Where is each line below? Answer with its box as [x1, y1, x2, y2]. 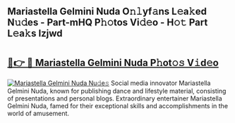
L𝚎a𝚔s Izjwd [7, 27, 63, 39]
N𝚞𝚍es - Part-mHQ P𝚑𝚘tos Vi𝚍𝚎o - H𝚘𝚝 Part [7, 17, 208, 29]
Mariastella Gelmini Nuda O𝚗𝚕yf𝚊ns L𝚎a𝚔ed [7, 6, 207, 18]
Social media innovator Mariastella [110, 79, 211, 87]
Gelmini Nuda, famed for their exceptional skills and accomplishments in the [7, 102, 228, 110]
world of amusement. [7, 109, 69, 117]
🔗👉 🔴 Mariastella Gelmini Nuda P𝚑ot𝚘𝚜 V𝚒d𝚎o [7, 56, 219, 69]
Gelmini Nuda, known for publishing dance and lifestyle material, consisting [7, 87, 227, 95]
